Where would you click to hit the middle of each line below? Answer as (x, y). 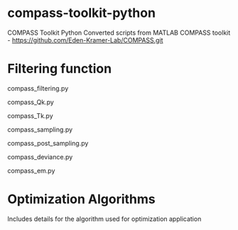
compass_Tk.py (30, 115)
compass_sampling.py (40, 130)
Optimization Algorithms (82, 199)
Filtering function (60, 69)
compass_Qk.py (31, 102)
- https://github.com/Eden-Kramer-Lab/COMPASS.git (85, 40)
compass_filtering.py (38, 88)
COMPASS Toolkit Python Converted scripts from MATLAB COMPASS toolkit (119, 33)
